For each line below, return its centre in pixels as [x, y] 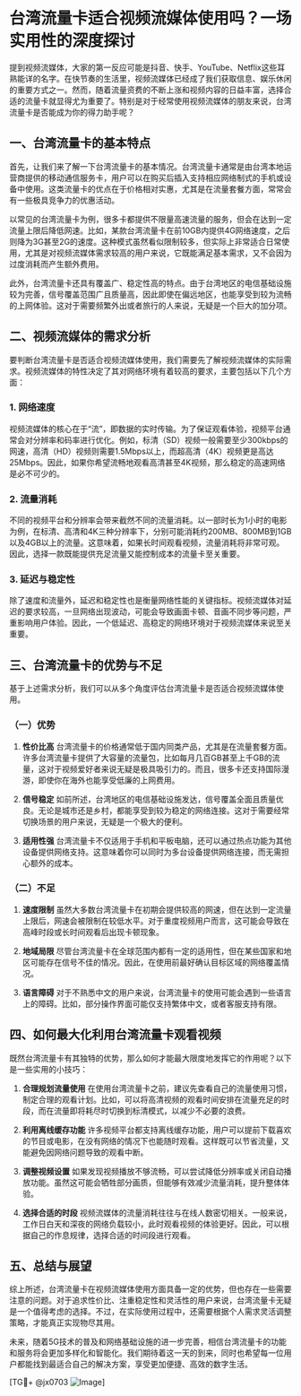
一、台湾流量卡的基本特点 [80, 143]
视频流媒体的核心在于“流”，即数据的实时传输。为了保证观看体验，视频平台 [146, 429]
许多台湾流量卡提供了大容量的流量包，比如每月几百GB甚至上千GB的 [147, 758]
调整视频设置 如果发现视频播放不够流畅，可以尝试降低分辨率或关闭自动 [153, 1171]
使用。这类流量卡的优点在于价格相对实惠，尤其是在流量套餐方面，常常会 [158, 188]
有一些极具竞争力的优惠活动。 [64, 200]
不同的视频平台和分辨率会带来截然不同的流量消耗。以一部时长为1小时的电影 [148, 520]
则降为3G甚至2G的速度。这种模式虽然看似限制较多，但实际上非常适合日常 [146, 241]
